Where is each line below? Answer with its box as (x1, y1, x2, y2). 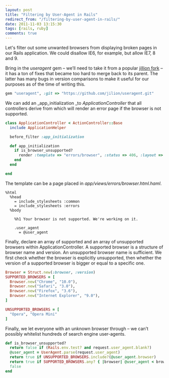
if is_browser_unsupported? (14, 148, 73, 153)
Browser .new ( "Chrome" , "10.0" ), (10, 279, 78, 284)
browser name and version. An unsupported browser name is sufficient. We (5, 249, 162, 255)
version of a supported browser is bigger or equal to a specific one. (5, 260, 145, 266)
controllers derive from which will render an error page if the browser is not (5, 105, 161, 111)
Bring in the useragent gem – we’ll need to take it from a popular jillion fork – (5, 65, 163, 71)
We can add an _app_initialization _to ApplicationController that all (5, 100, 142, 106)
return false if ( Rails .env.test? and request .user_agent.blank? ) (10, 345, 152, 350)
